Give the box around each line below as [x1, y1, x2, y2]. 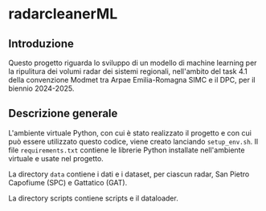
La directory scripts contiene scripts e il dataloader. [8, 193, 178, 203]
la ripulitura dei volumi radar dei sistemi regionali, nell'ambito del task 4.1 [8, 67, 248, 76]
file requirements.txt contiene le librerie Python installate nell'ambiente [8, 145, 245, 155]
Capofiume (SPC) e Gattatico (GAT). [8, 177, 128, 187]
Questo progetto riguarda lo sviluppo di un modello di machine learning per [8, 58, 257, 67]
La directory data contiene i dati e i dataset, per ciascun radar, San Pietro [8, 169, 250, 179]
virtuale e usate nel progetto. [8, 153, 104, 163]
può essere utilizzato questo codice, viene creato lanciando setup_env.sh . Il [8, 136, 259, 146]
